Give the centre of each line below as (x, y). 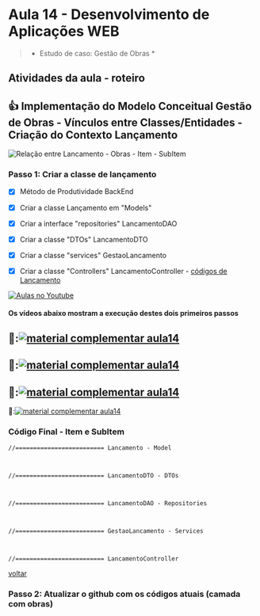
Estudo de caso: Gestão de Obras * (97, 53)
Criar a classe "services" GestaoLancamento (93, 255)
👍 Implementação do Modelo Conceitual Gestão (130, 106)
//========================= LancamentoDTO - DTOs (94, 476)
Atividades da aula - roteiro (76, 78)
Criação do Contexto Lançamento (93, 135)
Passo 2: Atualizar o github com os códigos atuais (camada (124, 594)
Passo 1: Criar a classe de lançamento (82, 174)
